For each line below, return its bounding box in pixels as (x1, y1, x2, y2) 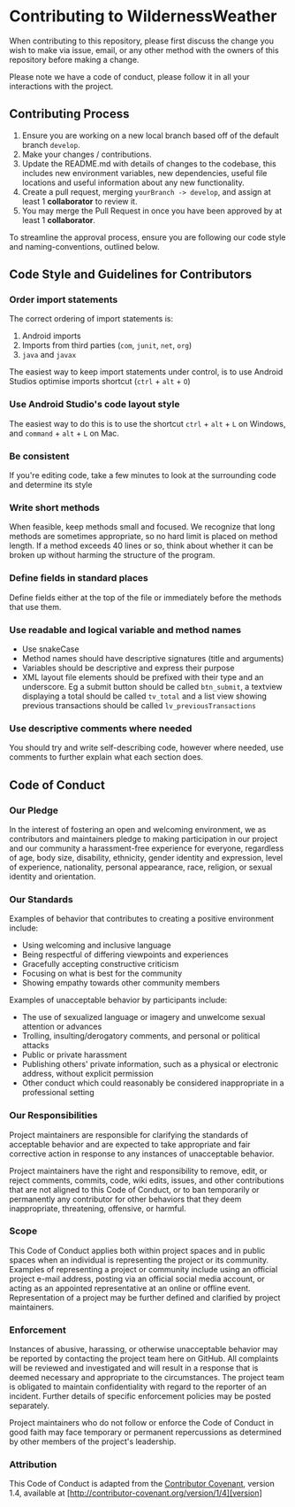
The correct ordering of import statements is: (9, 313, 174, 324)
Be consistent (9, 450, 70, 462)
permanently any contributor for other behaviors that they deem (9, 1194, 242, 1204)
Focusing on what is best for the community (21, 968, 183, 979)
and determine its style (9, 480, 93, 491)
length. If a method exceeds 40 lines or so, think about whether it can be (9, 540, 274, 551)
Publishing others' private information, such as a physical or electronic (21, 1059, 279, 1070)
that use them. (9, 601, 62, 612)
